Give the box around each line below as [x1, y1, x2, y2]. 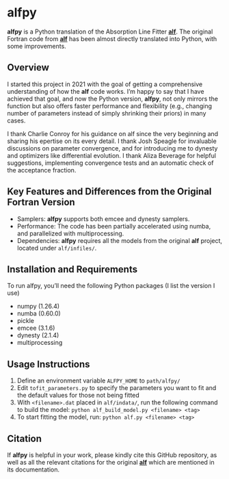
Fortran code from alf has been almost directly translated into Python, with [7, 34, 217, 42]
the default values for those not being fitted [16, 391, 140, 400]
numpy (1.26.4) [16, 302, 60, 311]
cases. [7, 116, 26, 125]
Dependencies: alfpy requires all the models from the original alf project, [16, 236, 223, 244]
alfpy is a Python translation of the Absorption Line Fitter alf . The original [7, 27, 213, 36]
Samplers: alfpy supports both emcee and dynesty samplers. [16, 214, 190, 223]
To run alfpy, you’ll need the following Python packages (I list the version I [7, 282, 215, 290]
